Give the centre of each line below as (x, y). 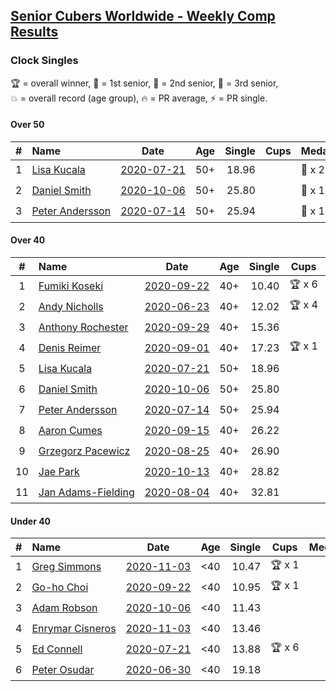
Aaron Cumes (70, 430)
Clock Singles (44, 61)
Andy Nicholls (71, 306)
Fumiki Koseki (71, 286)
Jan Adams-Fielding (86, 492)
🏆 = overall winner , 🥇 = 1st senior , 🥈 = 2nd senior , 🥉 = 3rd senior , (144, 83)
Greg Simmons (66, 566)
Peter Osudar (63, 669)
